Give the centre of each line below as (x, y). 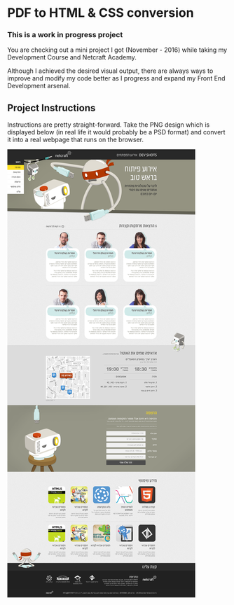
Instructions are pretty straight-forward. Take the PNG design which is (109, 125)
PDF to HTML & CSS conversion (101, 13)
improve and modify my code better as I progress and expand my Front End (116, 78)
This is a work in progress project (65, 35)
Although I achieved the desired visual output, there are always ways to (110, 71)
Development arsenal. (39, 86)
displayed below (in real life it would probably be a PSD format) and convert (116, 132)
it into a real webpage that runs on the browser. (76, 140)
